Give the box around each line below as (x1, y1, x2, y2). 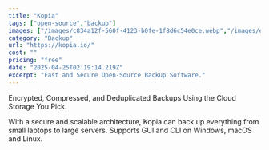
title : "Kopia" (8, 11, 59, 20)
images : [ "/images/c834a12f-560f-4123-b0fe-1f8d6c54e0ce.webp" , (8, 26, 227, 34)
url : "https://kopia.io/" (8, 41, 94, 49)
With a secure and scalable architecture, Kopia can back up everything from (8, 116, 259, 126)
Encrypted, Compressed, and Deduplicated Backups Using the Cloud (8, 93, 236, 102)
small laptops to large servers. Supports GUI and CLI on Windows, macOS (8, 125, 252, 135)
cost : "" (8, 49, 38, 57)
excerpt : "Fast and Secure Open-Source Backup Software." (8, 71, 206, 79)
